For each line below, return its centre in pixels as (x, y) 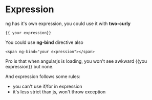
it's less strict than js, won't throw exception (59, 92)
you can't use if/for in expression (48, 86)
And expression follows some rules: (43, 76)
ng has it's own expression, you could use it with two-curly (68, 23)
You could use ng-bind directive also (44, 42)
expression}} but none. (29, 66)
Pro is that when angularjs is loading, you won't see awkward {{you (76, 61)
